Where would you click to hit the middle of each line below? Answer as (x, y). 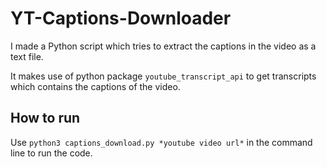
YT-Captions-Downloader (121, 18)
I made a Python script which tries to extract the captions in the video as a (163, 46)
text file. (27, 56)
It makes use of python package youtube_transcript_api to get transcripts (163, 76)
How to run (45, 118)
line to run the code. (51, 153)
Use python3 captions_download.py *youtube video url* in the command (161, 142)
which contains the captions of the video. (95, 86)
